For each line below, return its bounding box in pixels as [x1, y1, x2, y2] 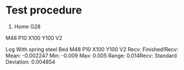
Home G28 [14, 23, 41, 30]
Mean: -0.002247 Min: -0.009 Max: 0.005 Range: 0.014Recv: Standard [5, 52, 178, 59]
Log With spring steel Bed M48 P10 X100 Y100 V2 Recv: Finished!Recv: [5, 45, 179, 53]
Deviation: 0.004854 [5, 58, 55, 65]
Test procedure [5, 4, 82, 17]
